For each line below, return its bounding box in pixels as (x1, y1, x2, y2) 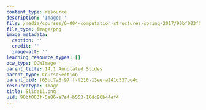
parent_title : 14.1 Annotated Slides (6, 65, 103, 72)
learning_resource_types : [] (6, 54, 81, 61)
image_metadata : (6, 32, 48, 38)
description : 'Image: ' (6, 15, 67, 21)
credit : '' (12, 43, 40, 50)
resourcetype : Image (6, 83, 59, 89)
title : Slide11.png (6, 89, 56, 95)
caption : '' (12, 37, 43, 43)
